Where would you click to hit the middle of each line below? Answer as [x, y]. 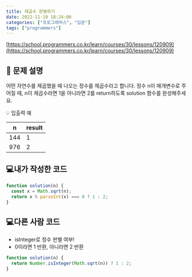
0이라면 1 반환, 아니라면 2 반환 [49, 247]
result [34, 128]
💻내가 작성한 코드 [36, 170]
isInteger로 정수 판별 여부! [44, 240]
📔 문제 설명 [25, 71]
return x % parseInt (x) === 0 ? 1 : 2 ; [60, 197]
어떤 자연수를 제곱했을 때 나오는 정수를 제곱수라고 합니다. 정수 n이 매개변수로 [93, 86]
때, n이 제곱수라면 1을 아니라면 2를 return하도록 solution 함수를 [89, 93]
